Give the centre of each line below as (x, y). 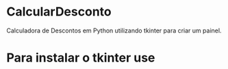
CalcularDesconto (59, 12)
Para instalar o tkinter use (81, 58)
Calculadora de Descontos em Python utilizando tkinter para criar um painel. (114, 30)
